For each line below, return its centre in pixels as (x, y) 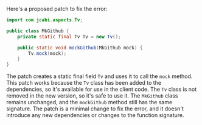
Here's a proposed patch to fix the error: (57, 9)
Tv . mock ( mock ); (47, 53)
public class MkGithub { (38, 31)
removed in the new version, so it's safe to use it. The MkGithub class (92, 96)
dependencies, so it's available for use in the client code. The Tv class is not (102, 89)
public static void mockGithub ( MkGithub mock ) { (80, 48)
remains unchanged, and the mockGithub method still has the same (89, 102)
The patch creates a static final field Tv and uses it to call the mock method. (99, 76)
